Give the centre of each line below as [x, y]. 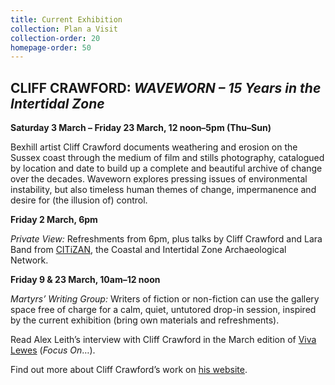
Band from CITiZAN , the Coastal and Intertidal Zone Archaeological [148, 250]
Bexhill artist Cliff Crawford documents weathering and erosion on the [154, 147]
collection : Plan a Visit [64, 29]
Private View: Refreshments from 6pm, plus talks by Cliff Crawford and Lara [166, 239]
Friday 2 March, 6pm [54, 220]
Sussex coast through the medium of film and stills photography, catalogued [167, 158]
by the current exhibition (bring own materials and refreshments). [145, 320]
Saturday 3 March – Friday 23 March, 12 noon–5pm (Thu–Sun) [141, 128]
